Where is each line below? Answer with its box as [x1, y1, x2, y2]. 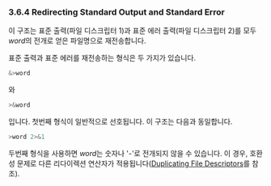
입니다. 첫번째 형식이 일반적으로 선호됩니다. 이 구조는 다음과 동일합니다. [8, 116, 233, 127]
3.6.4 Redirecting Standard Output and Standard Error [8, 6, 225, 18]
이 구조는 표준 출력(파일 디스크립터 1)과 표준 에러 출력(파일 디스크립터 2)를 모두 [8, 26, 257, 36]
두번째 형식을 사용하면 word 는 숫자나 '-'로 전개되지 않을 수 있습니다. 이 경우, [8, 148, 248, 158]
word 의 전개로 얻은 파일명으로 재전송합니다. [8, 36, 146, 46]
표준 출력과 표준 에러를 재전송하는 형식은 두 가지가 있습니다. [8, 53, 197, 63]
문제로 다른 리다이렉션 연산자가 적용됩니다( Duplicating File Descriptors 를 [16, 159, 251, 168]
